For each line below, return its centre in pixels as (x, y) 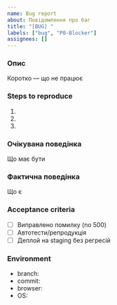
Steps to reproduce (40, 96)
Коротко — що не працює (45, 78)
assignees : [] (28, 39)
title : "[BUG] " (30, 26)
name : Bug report (32, 13)
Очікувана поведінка (44, 144)
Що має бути (26, 159)
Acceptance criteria (41, 210)
